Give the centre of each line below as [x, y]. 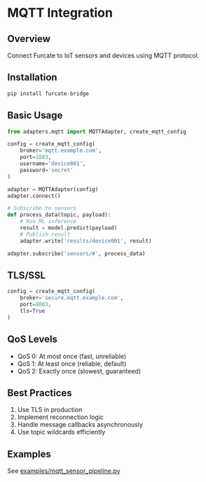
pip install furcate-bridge [48, 93]
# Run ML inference [48, 222]
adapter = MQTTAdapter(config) [53, 189]
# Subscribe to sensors [42, 208]
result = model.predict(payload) [69, 228]
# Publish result [45, 234]
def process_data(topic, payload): [59, 215]
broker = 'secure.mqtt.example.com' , [72, 298]
